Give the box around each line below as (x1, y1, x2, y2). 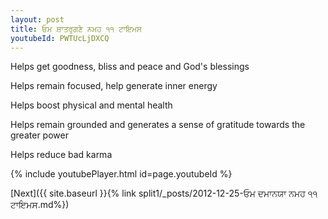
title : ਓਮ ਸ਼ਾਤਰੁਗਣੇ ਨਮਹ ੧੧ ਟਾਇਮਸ (10, 24, 142, 34)
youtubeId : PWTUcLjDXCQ (10, 33, 110, 43)
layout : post (10, 14, 65, 25)
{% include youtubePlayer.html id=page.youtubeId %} (10, 168, 233, 180)
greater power (10, 129, 69, 141)
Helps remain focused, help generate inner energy (10, 80, 218, 92)
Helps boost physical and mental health (10, 99, 173, 111)
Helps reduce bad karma (10, 149, 113, 161)
